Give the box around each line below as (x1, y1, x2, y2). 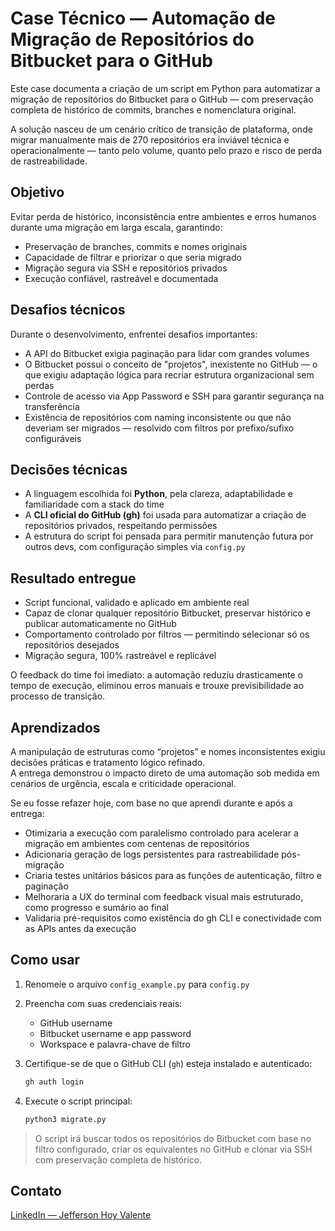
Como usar (10, 952, 81, 969)
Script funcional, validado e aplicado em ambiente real (24, 597, 250, 609)
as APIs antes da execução (24, 923, 137, 934)
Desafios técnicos (10, 302, 126, 319)
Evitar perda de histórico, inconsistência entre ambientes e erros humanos (10, 210, 317, 222)
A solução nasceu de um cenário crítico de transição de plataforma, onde (10, 123, 313, 135)
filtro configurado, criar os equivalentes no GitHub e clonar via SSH (34, 1143, 313, 1155)
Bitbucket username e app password (39, 1027, 192, 1039)
